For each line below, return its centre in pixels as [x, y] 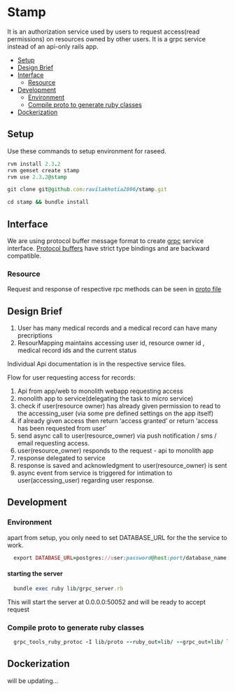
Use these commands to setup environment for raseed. [87, 151]
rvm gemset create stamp [43, 170]
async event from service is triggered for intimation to [95, 473]
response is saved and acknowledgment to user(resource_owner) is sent [122, 466]
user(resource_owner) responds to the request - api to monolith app [115, 451]
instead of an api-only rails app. [53, 46]
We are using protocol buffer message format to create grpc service [106, 241]
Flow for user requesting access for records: [71, 378]
